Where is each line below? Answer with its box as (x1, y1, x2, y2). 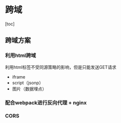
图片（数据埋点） (12, 86, 47, 92)
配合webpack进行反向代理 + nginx (5, 99, 87, 106)
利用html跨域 (5, 52, 36, 59)
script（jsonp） (12, 80, 44, 85)
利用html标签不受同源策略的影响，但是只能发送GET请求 (5, 64, 117, 70)
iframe (12, 74, 25, 80)
